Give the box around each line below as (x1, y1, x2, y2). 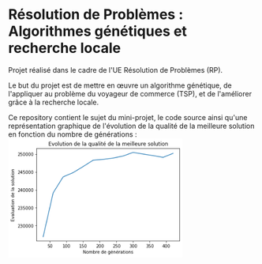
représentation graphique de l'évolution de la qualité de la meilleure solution (8, 121, 255, 130)
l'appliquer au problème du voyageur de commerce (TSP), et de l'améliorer (8, 89, 253, 98)
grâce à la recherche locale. (8, 97, 99, 107)
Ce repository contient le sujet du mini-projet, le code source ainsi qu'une (8, 112, 248, 122)
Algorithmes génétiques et (8, 22, 188, 40)
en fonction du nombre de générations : (8, 129, 137, 139)
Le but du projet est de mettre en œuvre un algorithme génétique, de (8, 81, 232, 90)
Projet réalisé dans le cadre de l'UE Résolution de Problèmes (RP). (8, 65, 223, 74)
